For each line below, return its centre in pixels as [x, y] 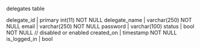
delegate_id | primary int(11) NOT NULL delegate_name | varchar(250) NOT [99, 20]
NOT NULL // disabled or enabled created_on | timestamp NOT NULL [92, 33]
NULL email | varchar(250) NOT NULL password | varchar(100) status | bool [100, 26]
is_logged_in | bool [30, 39]
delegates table [26, 9]
